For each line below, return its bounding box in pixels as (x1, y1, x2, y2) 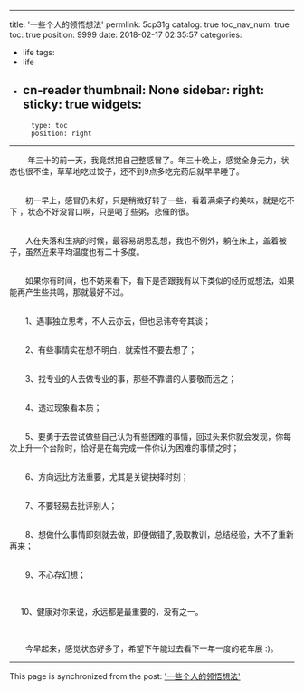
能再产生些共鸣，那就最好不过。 (9, 287, 128, 297)
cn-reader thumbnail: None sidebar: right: (22, 83, 265, 98)
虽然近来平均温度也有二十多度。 (24, 246, 145, 257)
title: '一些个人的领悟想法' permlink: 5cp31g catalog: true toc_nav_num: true (9, 19, 290, 30)
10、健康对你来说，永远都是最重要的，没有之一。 (20, 606, 204, 617)
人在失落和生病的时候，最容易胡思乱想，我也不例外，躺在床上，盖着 (24, 235, 279, 246)
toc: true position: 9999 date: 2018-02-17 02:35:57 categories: (9, 29, 242, 40)
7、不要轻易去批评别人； (24, 500, 118, 511)
